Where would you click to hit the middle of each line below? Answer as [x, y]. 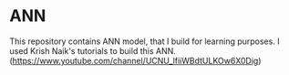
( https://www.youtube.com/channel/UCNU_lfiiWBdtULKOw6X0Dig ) [135, 60]
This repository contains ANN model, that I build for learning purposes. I [144, 41]
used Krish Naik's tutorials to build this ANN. [93, 50]
